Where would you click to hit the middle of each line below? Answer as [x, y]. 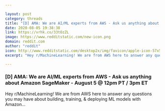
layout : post [18, 14]
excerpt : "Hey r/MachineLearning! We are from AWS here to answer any [79, 55]
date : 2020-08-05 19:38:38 [33, 28]
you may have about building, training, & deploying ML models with [73, 99]
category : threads [24, 18]
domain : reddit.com [25, 42]
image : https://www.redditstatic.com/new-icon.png [58, 37]
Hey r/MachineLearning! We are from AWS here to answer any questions [79, 94]
